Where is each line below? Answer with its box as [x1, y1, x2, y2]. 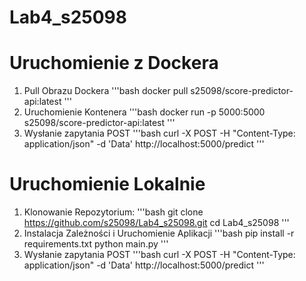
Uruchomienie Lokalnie [9, 173, 206, 196]
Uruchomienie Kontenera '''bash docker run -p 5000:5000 [23, 106, 266, 118]
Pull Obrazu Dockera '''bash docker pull [23, 85, 189, 97]
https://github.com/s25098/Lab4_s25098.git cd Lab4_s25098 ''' [23, 217, 290, 229]
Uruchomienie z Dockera [9, 52, 219, 75]
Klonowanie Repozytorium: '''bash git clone [23, 206, 204, 218]
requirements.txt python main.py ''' [23, 238, 169, 250]
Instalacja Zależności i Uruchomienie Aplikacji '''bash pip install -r [23, 227, 295, 240]
